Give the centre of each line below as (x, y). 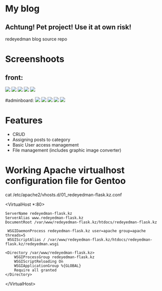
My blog (22, 9)
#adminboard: (19, 100)
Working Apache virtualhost (65, 170)
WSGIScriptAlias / (26, 240)
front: (14, 77)
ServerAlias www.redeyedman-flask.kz (44, 218)
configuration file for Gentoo (66, 181)
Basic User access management (45, 145)
